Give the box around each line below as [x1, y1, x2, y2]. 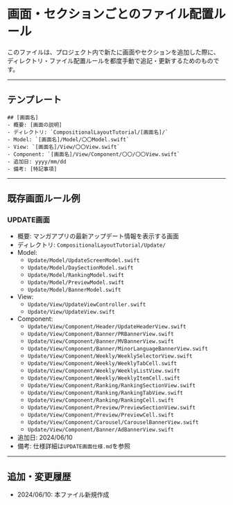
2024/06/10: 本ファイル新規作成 [17, 490, 110, 499]
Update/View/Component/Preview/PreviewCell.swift [27, 411, 175, 419]
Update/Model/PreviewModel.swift [27, 279, 125, 286]
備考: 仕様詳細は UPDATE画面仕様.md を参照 [17, 442, 130, 450]
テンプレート [7, 94, 62, 106]
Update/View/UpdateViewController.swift [27, 301, 146, 308]
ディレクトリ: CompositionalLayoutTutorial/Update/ [17, 240, 166, 249]
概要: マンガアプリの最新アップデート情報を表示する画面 [17, 232, 179, 240]
